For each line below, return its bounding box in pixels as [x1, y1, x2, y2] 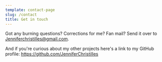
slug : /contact [5, 12, 37, 17]
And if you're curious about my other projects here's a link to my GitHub [5, 46, 154, 52]
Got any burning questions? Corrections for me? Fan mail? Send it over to [5, 31, 157, 37]
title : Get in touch [5, 17, 49, 22]
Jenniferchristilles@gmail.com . [5, 36, 69, 42]
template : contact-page [5, 7, 55, 13]
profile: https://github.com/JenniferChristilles [5, 51, 99, 57]
